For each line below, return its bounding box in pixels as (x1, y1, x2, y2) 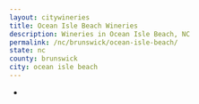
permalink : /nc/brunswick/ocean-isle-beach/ (9, 37, 178, 47)
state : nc (9, 46, 47, 55)
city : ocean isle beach (9, 63, 99, 72)
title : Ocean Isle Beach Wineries (9, 21, 139, 30)
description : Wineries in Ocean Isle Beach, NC (9, 29, 191, 38)
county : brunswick (9, 54, 78, 63)
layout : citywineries (9, 12, 91, 22)
